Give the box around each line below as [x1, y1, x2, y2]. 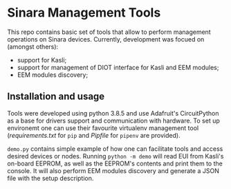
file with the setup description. [7, 174, 94, 182]
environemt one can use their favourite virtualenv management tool [7, 123, 199, 132]
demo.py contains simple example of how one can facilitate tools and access [7, 144, 223, 153]
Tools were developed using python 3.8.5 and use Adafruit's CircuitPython [7, 109, 219, 117]
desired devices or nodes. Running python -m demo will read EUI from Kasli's [7, 152, 224, 160]
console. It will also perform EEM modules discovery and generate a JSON [7, 166, 219, 174]
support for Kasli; [17, 55, 67, 64]
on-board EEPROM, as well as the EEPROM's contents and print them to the [7, 159, 223, 168]
